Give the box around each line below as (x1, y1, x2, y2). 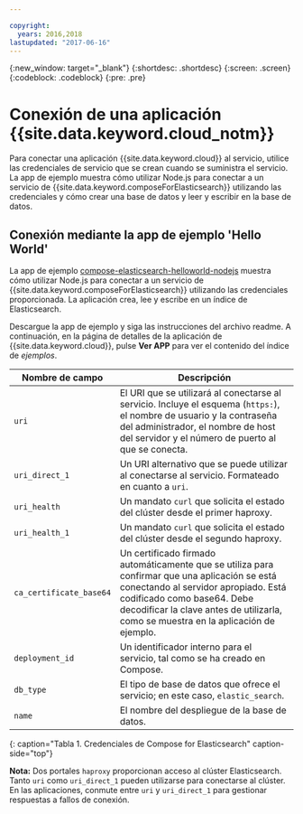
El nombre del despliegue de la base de (119, 704, 287, 716)
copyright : (9, 21, 50, 30)
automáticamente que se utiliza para (119, 558, 274, 571)
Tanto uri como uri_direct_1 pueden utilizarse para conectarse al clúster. (9, 775, 286, 786)
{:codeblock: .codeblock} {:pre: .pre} (9, 72, 146, 83)
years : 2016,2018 (17, 29, 83, 39)
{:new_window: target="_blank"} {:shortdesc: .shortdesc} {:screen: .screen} (9, 62, 291, 73)
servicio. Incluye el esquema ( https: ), (119, 398, 280, 411)
